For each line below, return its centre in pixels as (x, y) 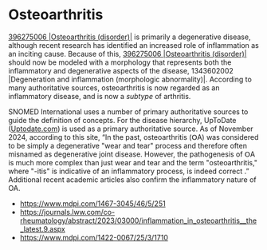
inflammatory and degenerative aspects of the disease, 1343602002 (121, 70)
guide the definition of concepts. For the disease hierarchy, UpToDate (122, 120)
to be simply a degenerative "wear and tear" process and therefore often (128, 145)
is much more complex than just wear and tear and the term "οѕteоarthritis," (133, 162)
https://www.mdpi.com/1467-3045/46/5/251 (92, 203)
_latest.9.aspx (42, 228)
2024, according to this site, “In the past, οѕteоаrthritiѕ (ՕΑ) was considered (133, 137)
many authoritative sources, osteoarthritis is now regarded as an (114, 87)
